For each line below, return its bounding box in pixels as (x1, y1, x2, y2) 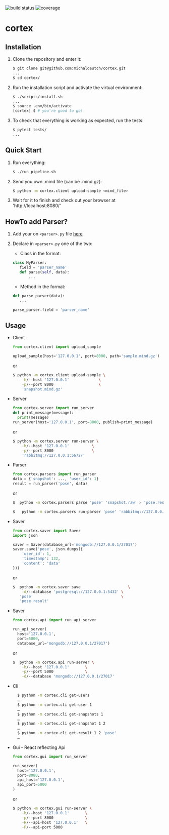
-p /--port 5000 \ (22, 669, 88, 674)
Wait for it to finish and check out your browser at (12, 197, 116, 204)
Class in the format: (20, 251, 61, 257)
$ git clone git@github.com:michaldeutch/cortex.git (12, 66, 126, 71)
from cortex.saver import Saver (12, 528, 81, 533)
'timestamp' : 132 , (22, 556, 61, 562)
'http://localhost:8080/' (12, 203, 62, 209)
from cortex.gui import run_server (12, 754, 88, 759)
